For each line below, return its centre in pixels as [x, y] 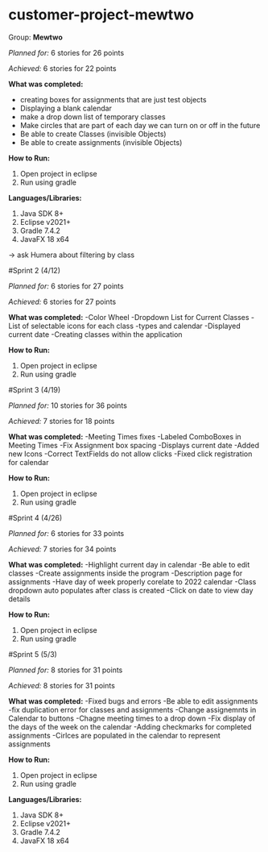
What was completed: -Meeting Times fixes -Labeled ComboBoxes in [125, 436]
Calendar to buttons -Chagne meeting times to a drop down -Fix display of [132, 718]
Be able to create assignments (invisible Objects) [101, 142]
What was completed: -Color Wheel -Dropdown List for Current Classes [129, 317]
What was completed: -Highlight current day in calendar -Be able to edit [129, 564]
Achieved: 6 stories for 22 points [62, 68]
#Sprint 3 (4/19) [35, 389]
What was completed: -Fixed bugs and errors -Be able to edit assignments [133, 701]
